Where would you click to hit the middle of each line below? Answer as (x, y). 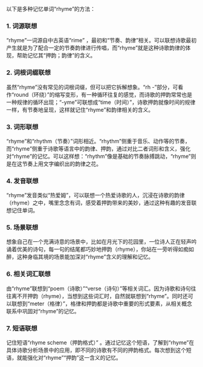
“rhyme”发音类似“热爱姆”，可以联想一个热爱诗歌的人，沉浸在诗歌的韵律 (96, 195)
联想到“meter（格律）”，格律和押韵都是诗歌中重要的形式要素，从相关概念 (101, 304)
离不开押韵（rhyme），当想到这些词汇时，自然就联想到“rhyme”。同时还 (100, 296)
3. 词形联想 (22, 127)
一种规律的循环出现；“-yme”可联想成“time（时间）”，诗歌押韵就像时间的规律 (101, 102)
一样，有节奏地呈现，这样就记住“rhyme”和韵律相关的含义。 (80, 109)
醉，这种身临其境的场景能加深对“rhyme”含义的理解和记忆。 (80, 257)
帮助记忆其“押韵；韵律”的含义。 (56, 56)
